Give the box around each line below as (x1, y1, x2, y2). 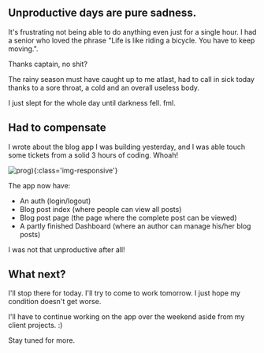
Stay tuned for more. (8, 336, 76, 345)
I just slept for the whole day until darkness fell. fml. (8, 98, 176, 107)
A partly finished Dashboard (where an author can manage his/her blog (19, 221, 251, 231)
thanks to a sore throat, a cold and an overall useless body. (8, 83, 199, 92)
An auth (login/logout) (19, 196, 91, 206)
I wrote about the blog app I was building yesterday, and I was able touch (8, 142, 246, 151)
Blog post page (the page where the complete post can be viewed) (19, 213, 237, 222)
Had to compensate (8, 121, 106, 135)
